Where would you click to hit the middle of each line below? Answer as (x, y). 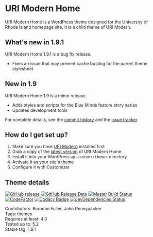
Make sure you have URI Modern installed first (58, 147)
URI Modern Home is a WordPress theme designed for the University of (76, 22)
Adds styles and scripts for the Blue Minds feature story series (75, 105)
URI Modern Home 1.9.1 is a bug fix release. (48, 54)
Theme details (27, 182)
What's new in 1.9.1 (34, 42)
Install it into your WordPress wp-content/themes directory (69, 157)
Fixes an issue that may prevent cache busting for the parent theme (80, 63)
